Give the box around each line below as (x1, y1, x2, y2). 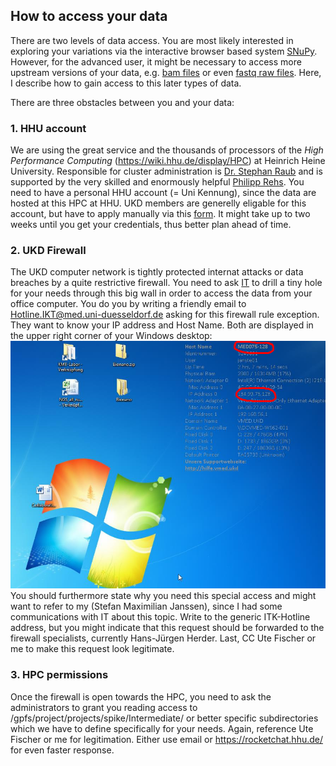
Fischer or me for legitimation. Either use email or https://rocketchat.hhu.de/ (10, 733, 324, 745)
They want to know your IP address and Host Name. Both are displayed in (10, 319, 314, 331)
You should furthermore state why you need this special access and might (10, 590, 317, 602)
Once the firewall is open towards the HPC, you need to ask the (10, 690, 272, 703)
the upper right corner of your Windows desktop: (10, 330, 213, 342)
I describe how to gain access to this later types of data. (10, 77, 242, 89)
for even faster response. (10, 744, 115, 756)
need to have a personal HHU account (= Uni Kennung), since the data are (10, 187, 317, 199)
